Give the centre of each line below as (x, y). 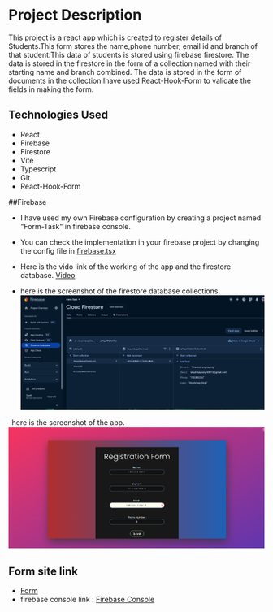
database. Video (48, 275)
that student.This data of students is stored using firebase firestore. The (129, 54)
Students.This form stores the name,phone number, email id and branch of (133, 46)
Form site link (43, 571)
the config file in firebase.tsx (68, 250)
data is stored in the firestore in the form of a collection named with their (130, 63)
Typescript (38, 169)
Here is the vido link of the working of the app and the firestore (126, 267)
